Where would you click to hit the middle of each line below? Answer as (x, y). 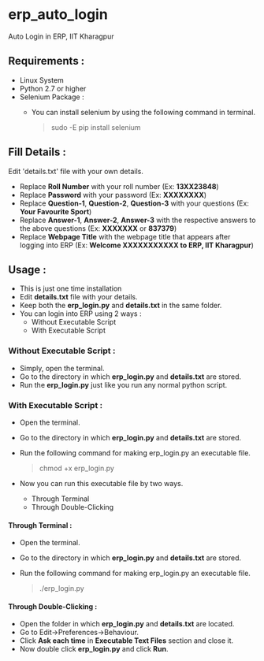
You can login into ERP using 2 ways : (80, 314)
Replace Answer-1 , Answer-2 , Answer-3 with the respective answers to (138, 220)
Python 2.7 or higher (53, 88)
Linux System (42, 80)
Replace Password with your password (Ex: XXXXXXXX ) (113, 195)
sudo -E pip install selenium (96, 127)
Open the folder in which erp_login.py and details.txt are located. (127, 624)
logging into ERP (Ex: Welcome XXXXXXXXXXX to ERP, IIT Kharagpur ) (136, 245)
